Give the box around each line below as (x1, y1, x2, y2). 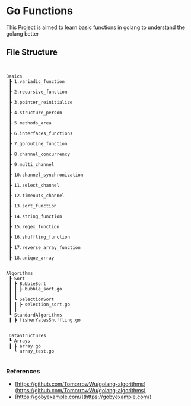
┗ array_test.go (14, 348, 55, 354)
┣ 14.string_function (8, 213, 62, 219)
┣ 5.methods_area (8, 120, 52, 126)
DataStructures (8, 333, 46, 338)
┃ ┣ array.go (8, 343, 42, 349)
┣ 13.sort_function (8, 203, 58, 209)
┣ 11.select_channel (8, 182, 60, 188)
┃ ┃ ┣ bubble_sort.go (8, 286, 62, 292)
